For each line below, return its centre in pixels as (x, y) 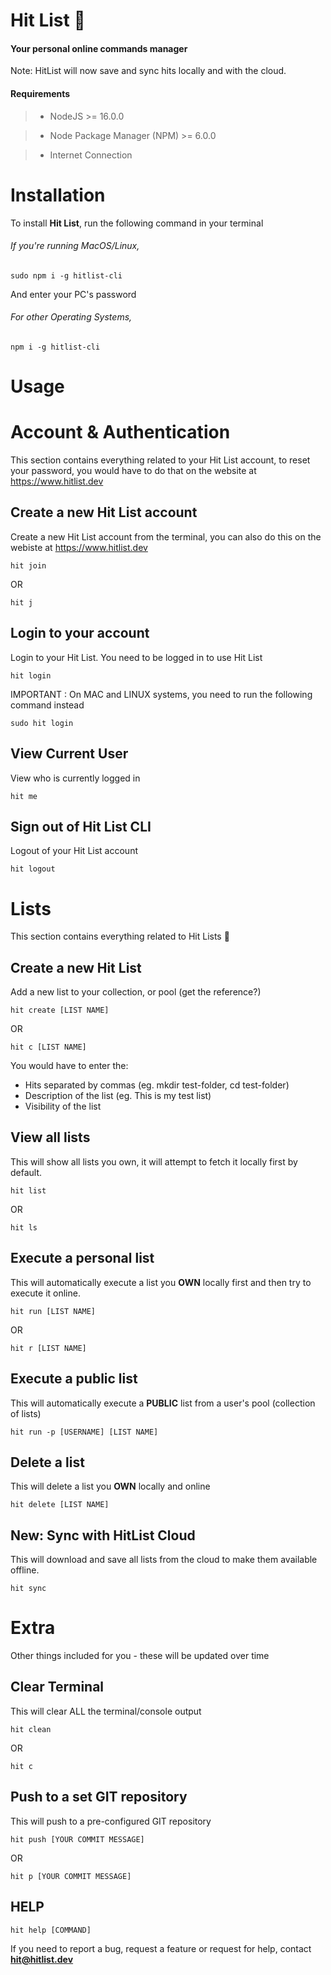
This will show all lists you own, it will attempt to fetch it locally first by (154, 1161)
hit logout (33, 869)
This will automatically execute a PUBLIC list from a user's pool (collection (163, 1403)
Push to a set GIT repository (99, 1797)
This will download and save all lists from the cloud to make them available (164, 1560)
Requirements (40, 93)
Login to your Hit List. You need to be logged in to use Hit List (136, 657)
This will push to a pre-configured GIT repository (111, 1821)
